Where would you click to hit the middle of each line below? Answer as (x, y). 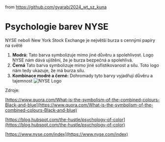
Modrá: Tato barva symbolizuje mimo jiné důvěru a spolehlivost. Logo (83, 55)
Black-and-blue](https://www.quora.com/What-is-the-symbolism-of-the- (79, 105)
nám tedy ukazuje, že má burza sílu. (49, 70)
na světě (14, 45)
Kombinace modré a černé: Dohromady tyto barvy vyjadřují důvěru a (82, 76)
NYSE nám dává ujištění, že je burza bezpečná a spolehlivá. (73, 60)
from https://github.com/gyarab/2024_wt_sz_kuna (56, 7)
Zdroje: (12, 90)
